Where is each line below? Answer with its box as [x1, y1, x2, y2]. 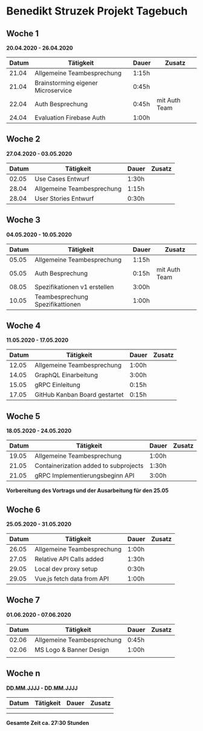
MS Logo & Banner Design [34, 645, 109, 654]
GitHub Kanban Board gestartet [34, 391, 124, 399]
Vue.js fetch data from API [34, 574, 109, 583]
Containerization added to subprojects [34, 461, 144, 470]
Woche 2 [6, 134, 40, 145]
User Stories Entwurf [34, 194, 94, 203]
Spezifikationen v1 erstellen [34, 282, 114, 291]
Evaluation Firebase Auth [34, 114, 106, 122]
